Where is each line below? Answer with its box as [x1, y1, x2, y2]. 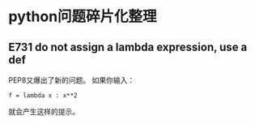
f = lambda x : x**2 [8, 92, 79, 100]
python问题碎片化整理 [8, 7, 157, 26]
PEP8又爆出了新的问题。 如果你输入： [8, 75, 135, 85]
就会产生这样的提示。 [8, 107, 79, 116]
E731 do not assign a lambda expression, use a [8, 40, 248, 53]
